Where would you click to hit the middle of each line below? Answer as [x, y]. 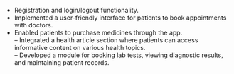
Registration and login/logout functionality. [76, 10]
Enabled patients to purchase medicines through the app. [98, 32]
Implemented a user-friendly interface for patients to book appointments [120, 18]
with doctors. [33, 25]
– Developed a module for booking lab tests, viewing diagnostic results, [118, 55]
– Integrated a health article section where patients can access [106, 40]
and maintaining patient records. [62, 62]
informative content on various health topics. [80, 48]
